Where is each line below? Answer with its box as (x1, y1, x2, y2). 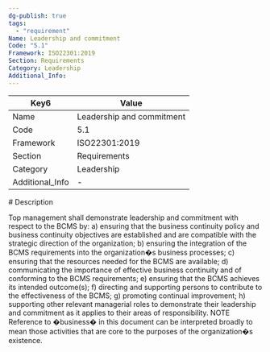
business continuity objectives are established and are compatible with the (8, 230, 256, 239)
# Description (8, 197, 54, 206)
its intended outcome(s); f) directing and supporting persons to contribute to (8, 282, 263, 292)
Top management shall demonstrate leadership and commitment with (8, 213, 239, 222)
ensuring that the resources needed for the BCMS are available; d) (8, 256, 229, 266)
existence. (8, 335, 43, 345)
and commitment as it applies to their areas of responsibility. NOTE (8, 308, 231, 317)
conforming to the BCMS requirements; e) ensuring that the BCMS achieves (8, 273, 260, 283)
